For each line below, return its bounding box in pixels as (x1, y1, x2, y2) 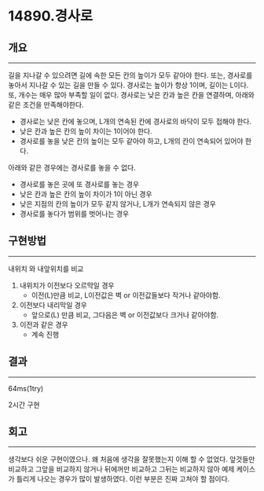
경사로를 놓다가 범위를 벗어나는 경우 (19, 209, 130, 218)
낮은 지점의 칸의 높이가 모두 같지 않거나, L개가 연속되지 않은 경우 (19, 200, 216, 208)
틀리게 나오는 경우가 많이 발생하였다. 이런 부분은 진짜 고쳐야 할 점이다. (16, 475, 230, 484)
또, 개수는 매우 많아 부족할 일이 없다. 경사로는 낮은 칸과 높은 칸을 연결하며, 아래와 (8, 90, 255, 99)
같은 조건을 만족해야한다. (8, 100, 84, 109)
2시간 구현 (8, 400, 40, 409)
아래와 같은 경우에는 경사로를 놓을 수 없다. (8, 163, 136, 172)
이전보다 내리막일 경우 (19, 300, 88, 310)
